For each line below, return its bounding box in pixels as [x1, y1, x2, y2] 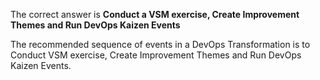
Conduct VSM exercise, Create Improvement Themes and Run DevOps [10, 49, 302, 61]
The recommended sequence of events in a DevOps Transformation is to [10, 39, 311, 50]
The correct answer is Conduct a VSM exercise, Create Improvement [10, 9, 300, 20]
